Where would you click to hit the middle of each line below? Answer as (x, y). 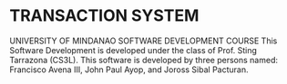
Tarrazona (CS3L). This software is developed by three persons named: (143, 60)
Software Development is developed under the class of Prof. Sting (133, 50)
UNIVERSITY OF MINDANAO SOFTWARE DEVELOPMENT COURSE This (143, 41)
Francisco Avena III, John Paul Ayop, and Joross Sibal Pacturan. (129, 70)
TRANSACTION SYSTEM (104, 16)
